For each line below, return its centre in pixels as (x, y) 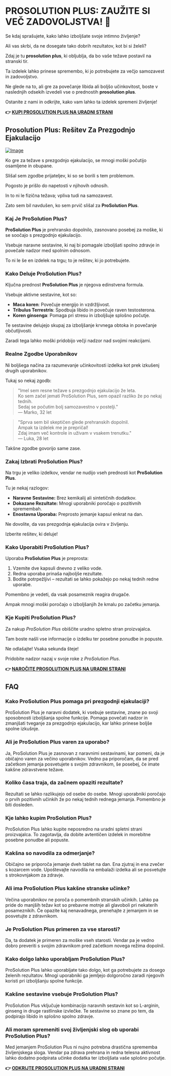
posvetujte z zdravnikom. (32, 916)
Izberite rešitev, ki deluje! (32, 534)
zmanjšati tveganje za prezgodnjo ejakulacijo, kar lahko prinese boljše (79, 723)
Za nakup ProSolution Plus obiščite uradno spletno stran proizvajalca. (78, 629)
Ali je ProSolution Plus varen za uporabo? (57, 742)
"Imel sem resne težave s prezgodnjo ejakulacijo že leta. (77, 390)
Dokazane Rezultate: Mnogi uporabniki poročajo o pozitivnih (77, 503)
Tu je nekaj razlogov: (27, 488)
